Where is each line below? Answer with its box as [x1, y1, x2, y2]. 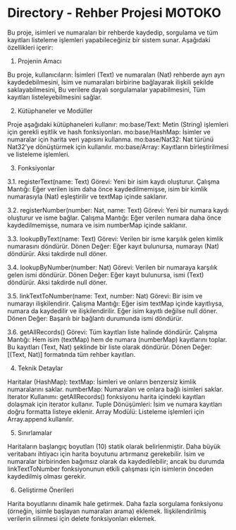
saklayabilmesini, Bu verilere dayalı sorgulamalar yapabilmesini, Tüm [7, 85, 206, 94]
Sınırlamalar [17, 428, 53, 437]
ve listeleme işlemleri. [7, 150, 70, 158]
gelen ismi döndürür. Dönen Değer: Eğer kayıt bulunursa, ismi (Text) [7, 270, 204, 279]
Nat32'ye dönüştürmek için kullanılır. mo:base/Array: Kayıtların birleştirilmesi [7, 142, 229, 151]
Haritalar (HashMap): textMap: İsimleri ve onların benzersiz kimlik [7, 377, 197, 386]
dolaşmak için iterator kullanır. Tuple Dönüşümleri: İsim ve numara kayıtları [7, 400, 223, 408]
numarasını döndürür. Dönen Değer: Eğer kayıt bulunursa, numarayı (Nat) [7, 241, 220, 251]
